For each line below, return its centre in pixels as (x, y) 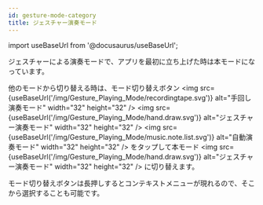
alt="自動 (231, 137)
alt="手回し (233, 97)
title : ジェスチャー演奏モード (53, 23)
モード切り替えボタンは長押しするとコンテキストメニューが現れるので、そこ (131, 183)
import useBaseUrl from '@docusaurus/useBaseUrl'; (93, 45)
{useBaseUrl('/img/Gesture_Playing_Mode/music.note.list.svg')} (111, 137)
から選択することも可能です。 (56, 192)
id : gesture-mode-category (52, 15)
